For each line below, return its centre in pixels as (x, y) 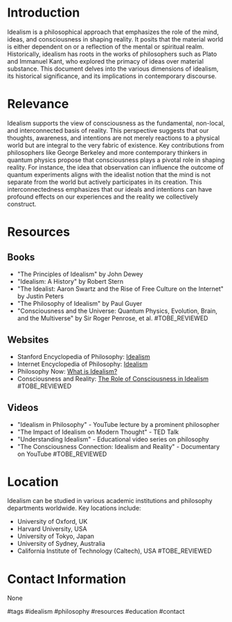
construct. (22, 204)
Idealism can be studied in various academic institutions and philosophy (110, 501)
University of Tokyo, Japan (56, 536)
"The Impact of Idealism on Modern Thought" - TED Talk (98, 432)
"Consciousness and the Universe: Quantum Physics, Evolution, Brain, (117, 311)
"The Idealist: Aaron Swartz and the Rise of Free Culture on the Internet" (120, 289)
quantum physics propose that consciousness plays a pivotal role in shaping (116, 160)
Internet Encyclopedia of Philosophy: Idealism (82, 364)
